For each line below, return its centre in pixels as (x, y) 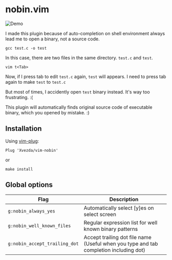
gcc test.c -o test (26, 48)
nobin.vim (27, 9)
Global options (29, 185)
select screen (100, 214)
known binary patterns (111, 229)
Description (124, 199)
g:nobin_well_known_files (39, 226)
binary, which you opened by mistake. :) (47, 112)
